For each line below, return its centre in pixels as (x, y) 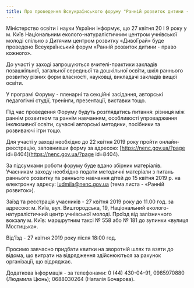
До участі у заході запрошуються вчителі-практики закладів (82, 64)
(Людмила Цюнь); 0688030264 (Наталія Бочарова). (70, 279)
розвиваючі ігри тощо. (34, 130)
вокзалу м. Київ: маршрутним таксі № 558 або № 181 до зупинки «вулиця (97, 220)
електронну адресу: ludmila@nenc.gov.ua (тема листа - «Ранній (85, 184)
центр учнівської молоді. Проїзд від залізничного (110, 214)
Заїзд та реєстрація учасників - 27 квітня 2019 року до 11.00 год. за (90, 202)
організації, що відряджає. (39, 261)
